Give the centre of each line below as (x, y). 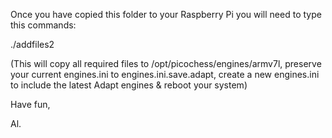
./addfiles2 (32, 44)
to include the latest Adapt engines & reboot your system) (129, 85)
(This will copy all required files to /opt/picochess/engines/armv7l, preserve (166, 63)
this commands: (43, 25)
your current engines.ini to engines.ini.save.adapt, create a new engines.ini (165, 74)
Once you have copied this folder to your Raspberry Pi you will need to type (166, 14)
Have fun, (30, 104)
